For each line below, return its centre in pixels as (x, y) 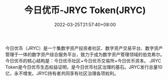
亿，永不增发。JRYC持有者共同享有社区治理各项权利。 (62, 73)
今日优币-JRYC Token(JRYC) (85, 10)
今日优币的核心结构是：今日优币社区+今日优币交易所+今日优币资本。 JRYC (83, 60)
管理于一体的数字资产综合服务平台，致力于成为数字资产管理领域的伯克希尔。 (85, 54)
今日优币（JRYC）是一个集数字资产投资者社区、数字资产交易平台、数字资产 (84, 48)
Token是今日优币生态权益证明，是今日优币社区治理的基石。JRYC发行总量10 (84, 67)
